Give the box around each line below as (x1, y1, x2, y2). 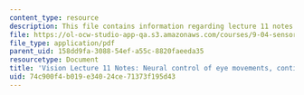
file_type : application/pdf (9, 38, 116, 48)
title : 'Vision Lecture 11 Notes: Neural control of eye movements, (9, 64, 273, 73)
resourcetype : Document (9, 55, 100, 64)
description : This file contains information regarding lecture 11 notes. (9, 22, 298, 31)
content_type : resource (9, 13, 100, 23)
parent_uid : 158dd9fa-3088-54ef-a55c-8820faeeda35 (9, 47, 204, 56)
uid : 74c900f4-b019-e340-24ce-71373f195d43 (9, 72, 176, 81)
